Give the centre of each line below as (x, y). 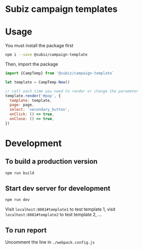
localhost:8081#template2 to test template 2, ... (53, 215)
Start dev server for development (58, 189)
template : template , (31, 100)
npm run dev (17, 200)
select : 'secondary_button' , (40, 110)
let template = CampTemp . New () (37, 82)
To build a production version (51, 161)
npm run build (20, 173)
